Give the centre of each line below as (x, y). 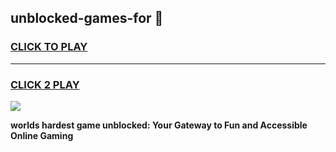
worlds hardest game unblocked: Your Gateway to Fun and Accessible (159, 125)
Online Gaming (42, 135)
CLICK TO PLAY (49, 47)
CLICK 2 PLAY (45, 84)
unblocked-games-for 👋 (87, 18)
